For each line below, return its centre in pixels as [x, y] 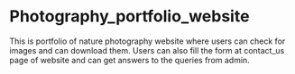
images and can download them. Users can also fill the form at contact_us [147, 50]
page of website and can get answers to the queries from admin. [129, 60]
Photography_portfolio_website [129, 16]
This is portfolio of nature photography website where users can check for [147, 41]
